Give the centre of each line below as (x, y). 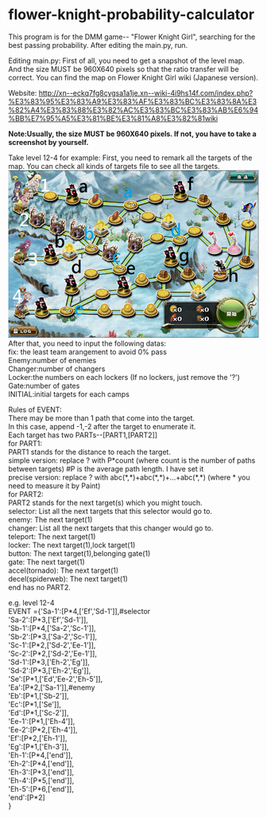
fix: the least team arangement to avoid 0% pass (87, 351)
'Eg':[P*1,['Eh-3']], (39, 746)
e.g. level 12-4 (31, 602)
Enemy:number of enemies (52, 360)
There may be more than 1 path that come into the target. (102, 418)
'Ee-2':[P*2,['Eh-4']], (43, 730)
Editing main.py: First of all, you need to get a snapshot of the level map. (126, 61)
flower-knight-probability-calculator (132, 15)
